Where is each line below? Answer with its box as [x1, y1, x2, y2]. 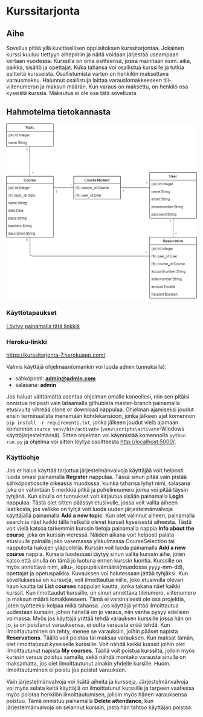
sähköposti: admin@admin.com [14, 374, 96, 382]
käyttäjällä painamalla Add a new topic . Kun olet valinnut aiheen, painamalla [6, 512, 195, 519]
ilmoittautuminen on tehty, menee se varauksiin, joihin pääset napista [6, 628, 178, 635]
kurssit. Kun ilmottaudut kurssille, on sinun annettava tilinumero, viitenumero [6, 589, 196, 596]
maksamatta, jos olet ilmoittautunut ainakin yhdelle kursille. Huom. [6, 660, 171, 667]
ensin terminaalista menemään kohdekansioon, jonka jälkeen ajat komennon [6, 412, 196, 419]
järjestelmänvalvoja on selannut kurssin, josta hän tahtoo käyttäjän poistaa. [6, 704, 193, 711]
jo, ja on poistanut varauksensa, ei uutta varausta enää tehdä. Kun [6, 621, 170, 629]
